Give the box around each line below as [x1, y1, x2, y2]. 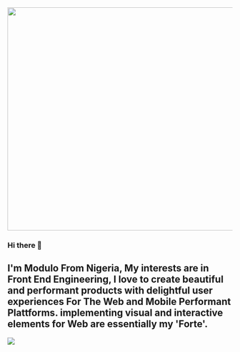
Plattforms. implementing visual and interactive [7, 307, 224, 319]
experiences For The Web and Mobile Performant [7, 296, 231, 308]
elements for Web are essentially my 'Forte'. [7, 318, 209, 331]
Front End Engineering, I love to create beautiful [7, 273, 224, 286]
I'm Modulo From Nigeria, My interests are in [7, 262, 209, 274]
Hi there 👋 [7, 240, 43, 250]
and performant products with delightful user [7, 285, 213, 297]
